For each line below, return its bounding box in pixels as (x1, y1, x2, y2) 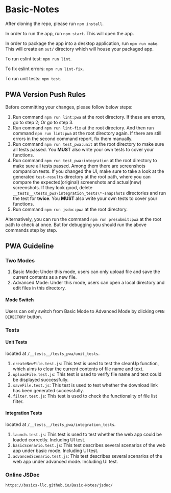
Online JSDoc (5, 471, 40, 478)
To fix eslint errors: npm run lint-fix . (5, 65, 84, 72)
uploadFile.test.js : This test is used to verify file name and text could (12, 371, 162, 377)
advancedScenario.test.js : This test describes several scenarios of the (12, 453, 162, 459)
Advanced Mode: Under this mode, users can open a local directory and (12, 280, 165, 286)
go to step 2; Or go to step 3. (12, 119, 74, 125)
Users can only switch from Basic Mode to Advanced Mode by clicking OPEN (5, 308, 165, 314)
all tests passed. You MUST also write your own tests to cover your (12, 146, 154, 152)
